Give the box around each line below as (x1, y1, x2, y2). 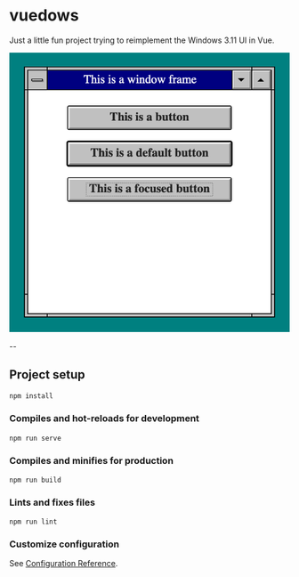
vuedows (9, 5, 79, 26)
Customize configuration (9, 538, 120, 550)
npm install (9, 392, 53, 401)
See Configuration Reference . (9, 558, 118, 569)
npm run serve (9, 434, 62, 443)
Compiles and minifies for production (9, 454, 174, 467)
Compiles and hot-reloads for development (9, 412, 200, 425)
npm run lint (9, 517, 58, 526)
